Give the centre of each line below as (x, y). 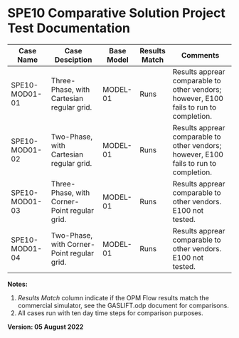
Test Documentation (69, 28)
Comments (200, 55)
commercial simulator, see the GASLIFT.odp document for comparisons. (123, 305)
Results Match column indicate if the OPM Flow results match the (113, 297)
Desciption (73, 60)
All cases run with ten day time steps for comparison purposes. (111, 313)
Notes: (18, 284)
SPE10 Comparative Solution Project (117, 13)
